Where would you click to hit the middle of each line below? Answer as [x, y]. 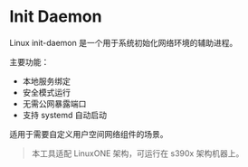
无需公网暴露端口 [54, 103]
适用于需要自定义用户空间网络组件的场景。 [89, 134]
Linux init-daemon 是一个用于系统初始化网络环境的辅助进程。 [124, 42]
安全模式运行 [46, 92]
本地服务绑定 [46, 81]
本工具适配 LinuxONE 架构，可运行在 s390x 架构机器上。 [138, 153]
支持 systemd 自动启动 [64, 115]
